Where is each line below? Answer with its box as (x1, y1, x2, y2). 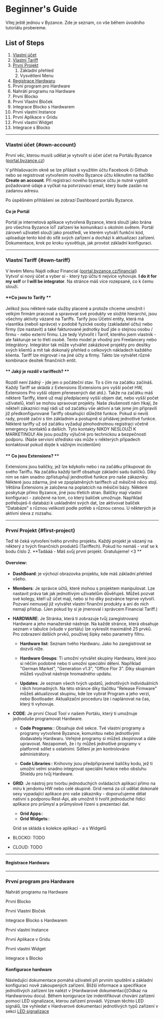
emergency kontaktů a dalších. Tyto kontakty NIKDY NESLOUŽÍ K (5, 426, 137, 432)
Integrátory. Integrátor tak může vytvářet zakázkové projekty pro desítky (5, 342, 151, 348)
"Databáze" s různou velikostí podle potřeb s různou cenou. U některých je (5, 505, 156, 511)
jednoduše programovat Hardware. (12, 715, 83, 721)
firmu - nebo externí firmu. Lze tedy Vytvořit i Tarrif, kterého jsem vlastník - (5, 331, 156, 337)
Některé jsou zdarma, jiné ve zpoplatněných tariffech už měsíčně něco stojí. (5, 479, 158, 485)
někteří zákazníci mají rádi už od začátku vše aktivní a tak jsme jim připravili (5, 405, 157, 411)
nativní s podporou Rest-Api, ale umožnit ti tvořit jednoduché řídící (12, 796, 146, 802)
